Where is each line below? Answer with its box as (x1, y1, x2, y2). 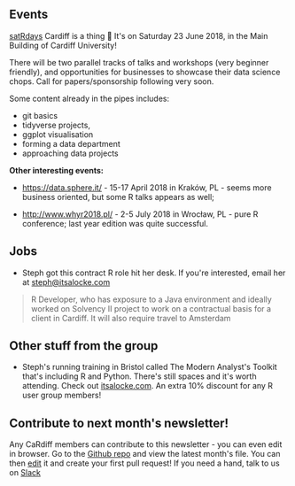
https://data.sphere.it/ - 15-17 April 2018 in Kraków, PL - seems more (21, 181, 272, 193)
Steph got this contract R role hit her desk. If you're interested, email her (21, 267, 286, 278)
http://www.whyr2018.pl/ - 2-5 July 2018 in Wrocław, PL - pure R (21, 208, 259, 220)
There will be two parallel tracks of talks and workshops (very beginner (9, 57, 269, 67)
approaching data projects (21, 148, 119, 158)
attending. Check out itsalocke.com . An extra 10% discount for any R (21, 381, 273, 391)
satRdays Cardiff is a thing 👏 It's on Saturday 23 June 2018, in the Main (9, 30, 268, 41)
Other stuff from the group (9, 338, 159, 353)
